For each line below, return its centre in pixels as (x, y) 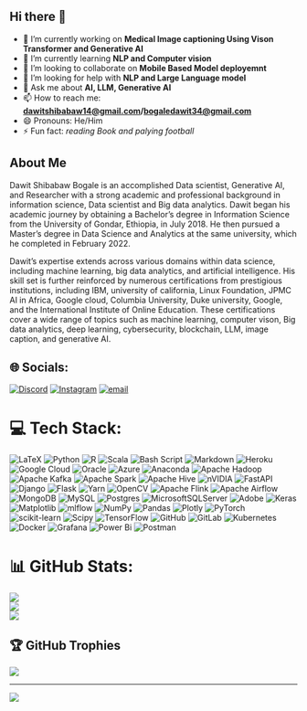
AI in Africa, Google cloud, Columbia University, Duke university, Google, (146, 300)
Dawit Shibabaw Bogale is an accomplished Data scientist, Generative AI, (147, 185)
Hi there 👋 (38, 17)
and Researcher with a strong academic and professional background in (145, 195)
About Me (38, 163)
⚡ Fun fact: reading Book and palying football (108, 131)
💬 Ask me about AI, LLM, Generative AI (97, 87)
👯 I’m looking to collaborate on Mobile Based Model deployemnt (144, 68)
